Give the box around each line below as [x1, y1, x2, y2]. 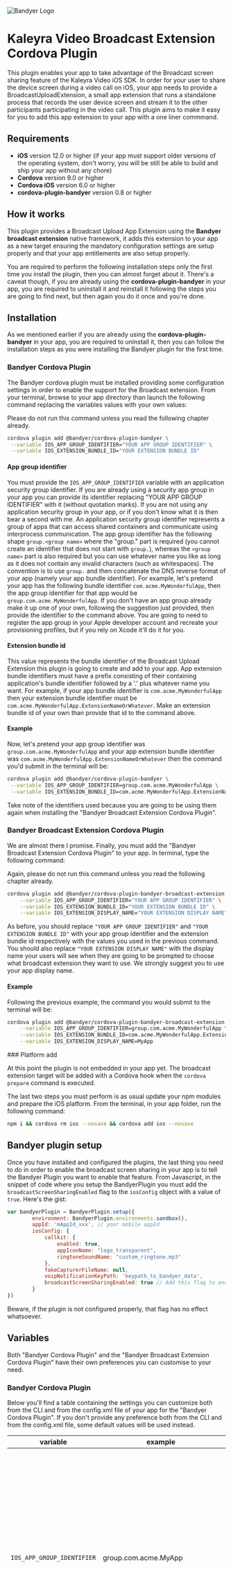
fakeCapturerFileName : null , [44, 1266, 129, 1273]
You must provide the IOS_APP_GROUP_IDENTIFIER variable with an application [7, 478, 225, 486]
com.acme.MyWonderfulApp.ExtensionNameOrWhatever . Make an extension [7, 701, 211, 710]
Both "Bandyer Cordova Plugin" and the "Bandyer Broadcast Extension [7, 1350, 209, 1359]
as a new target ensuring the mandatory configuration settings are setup [7, 242, 215, 250]
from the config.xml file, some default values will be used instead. [7, 1420, 196, 1429]
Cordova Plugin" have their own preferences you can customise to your [7, 1358, 212, 1366]
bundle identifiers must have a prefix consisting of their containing [7, 671, 197, 680]
